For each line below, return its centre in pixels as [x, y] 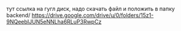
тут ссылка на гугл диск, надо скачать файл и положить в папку [90, 9]
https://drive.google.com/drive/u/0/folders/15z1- [93, 15]
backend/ [18, 15]
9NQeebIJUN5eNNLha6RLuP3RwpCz [54, 22]
